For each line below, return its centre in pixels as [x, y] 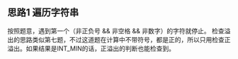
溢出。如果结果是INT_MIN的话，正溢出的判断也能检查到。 [91, 48]
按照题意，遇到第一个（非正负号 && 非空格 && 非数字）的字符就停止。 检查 [116, 31]
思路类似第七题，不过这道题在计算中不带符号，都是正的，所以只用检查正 [125, 39]
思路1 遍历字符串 [43, 13]
